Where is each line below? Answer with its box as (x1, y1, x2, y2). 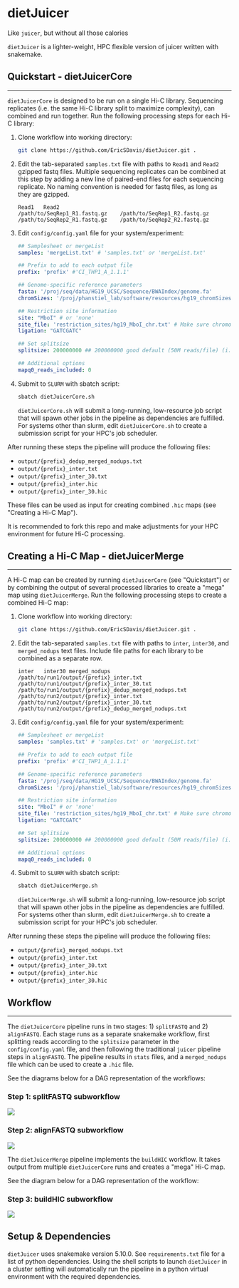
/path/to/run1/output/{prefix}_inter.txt (17, 674, 142, 682)
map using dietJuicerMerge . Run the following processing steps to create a (7, 591, 228, 600)
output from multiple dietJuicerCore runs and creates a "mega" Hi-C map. (7, 1162, 225, 1171)
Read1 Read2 (17, 203, 60, 211)
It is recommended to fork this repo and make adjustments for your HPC (7, 522, 218, 531)
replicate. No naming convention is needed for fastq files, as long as (17, 182, 218, 190)
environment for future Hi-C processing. (7, 529, 125, 538)
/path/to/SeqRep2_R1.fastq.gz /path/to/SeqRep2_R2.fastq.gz (17, 216, 210, 223)
